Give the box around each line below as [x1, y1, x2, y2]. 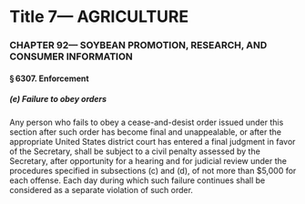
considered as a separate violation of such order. [9, 184, 194, 195]
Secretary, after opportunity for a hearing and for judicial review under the [9, 155, 287, 166]
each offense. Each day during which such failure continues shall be [9, 175, 266, 186]
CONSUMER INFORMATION [9, 50, 134, 63]
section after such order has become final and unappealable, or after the [9, 126, 282, 138]
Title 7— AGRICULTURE [9, 6, 189, 27]
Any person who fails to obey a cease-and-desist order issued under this [9, 117, 284, 127]
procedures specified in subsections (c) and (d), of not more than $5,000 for [9, 165, 297, 176]
